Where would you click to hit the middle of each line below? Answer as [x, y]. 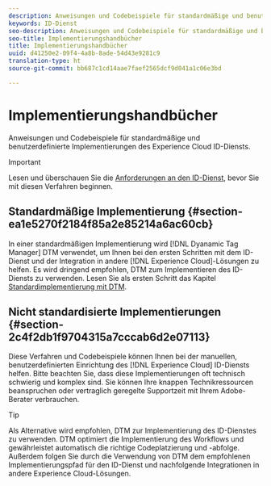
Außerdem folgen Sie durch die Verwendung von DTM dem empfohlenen [129, 456]
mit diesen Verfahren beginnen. [60, 186]
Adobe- [233, 391]
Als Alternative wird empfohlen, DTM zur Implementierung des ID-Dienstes [132, 431]
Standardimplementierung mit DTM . [68, 287]
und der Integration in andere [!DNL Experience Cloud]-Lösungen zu [145, 261]
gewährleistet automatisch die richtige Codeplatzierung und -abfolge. [124, 448]
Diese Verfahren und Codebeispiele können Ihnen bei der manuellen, [123, 357]
